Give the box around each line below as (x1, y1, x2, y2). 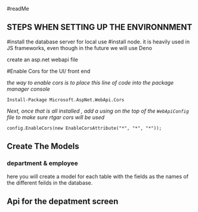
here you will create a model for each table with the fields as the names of (7, 173, 189, 180)
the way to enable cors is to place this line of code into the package (7, 79, 174, 86)
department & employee (7, 159, 78, 167)
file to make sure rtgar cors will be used (7, 113, 105, 121)
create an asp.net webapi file (7, 56, 78, 63)
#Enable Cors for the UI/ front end (7, 67, 91, 74)
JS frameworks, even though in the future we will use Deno (7, 44, 153, 51)
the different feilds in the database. (7, 179, 93, 186)
